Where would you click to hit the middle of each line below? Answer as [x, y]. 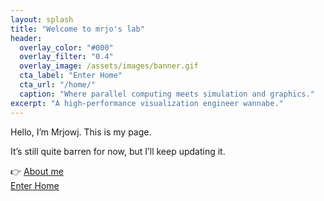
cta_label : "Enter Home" [71, 76]
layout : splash [42, 19]
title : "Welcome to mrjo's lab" [77, 29]
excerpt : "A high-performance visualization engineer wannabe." [147, 103]
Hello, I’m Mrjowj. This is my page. [81, 132]
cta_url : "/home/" [58, 85]
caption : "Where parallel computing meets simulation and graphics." [167, 94]
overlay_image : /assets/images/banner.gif [109, 66]
